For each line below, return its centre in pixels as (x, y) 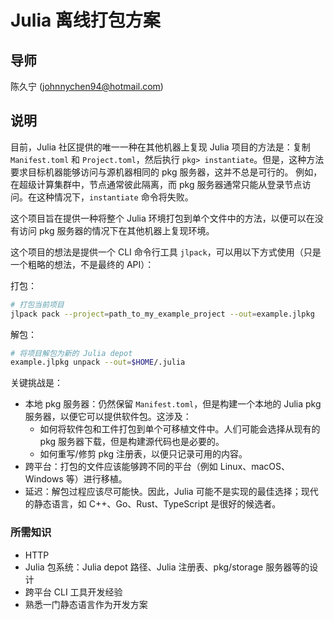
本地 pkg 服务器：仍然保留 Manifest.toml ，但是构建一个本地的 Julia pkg (173, 404)
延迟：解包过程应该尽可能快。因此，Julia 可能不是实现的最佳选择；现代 (171, 492)
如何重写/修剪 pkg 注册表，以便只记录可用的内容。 (143, 454)
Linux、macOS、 (255, 467)
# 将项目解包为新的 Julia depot (71, 353)
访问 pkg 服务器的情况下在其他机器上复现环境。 (116, 230)
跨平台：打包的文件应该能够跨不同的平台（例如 (121, 467)
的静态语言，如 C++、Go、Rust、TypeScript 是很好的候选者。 (153, 504)
